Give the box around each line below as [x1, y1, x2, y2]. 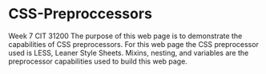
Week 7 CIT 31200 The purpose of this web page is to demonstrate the [8, 31, 243, 41]
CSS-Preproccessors [8, 5, 152, 23]
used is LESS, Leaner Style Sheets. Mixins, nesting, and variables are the [8, 48, 249, 57]
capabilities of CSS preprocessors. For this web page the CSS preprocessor [8, 39, 259, 49]
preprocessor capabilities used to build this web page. [8, 56, 188, 66]
